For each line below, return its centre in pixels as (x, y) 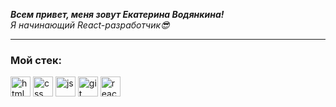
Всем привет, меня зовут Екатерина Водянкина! (117, 14)
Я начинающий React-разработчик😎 (90, 25)
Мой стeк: (36, 60)
